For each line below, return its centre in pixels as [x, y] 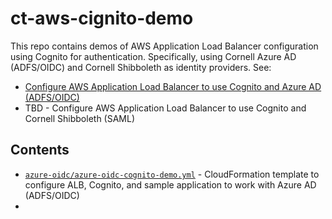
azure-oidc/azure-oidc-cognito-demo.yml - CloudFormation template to [172, 174]
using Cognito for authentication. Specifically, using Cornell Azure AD [153, 56]
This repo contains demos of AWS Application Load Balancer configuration [164, 46]
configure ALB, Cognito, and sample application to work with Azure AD [170, 184]
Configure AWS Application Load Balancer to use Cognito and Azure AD [173, 86]
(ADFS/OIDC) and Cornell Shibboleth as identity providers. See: [141, 67]
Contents [40, 150]
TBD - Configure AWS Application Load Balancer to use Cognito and [165, 108]
